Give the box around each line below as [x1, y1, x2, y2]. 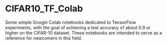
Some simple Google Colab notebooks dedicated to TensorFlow [5, 19, 136, 25]
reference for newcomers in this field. [5, 35, 82, 41]
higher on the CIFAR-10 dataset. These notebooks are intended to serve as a [5, 30, 163, 36]
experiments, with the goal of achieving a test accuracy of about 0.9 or [5, 24, 151, 30]
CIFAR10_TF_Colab [5, 3, 83, 14]
